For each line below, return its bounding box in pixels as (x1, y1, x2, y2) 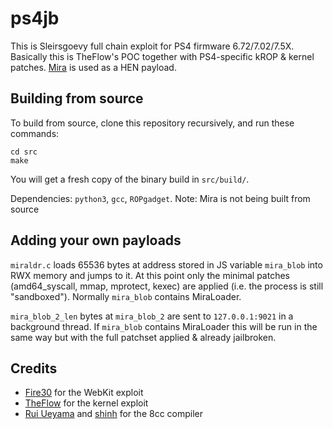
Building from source (10, 90, 144, 107)
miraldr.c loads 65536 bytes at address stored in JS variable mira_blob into (10, 258, 323, 271)
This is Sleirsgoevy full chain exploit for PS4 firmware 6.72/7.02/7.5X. (10, 40, 295, 52)
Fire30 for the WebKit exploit (24, 387, 144, 399)
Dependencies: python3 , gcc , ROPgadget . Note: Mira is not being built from (10, 192, 311, 204)
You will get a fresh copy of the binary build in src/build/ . (10, 173, 250, 185)
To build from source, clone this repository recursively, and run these (10, 117, 295, 129)
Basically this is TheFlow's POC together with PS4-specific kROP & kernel (10, 50, 315, 62)
